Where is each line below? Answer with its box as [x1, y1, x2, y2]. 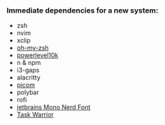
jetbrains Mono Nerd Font [16, 103, 91, 112]
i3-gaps [16, 66, 40, 75]
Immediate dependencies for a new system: [6, 6, 159, 15]
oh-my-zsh [16, 44, 50, 52]
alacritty [16, 73, 41, 82]
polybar [16, 88, 39, 96]
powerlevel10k [16, 51, 59, 59]
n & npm [16, 59, 41, 67]
